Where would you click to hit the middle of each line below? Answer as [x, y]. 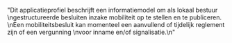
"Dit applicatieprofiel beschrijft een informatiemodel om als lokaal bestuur [113, 10]
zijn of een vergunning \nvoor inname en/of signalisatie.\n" [91, 32]
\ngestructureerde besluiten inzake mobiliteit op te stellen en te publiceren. [115, 17]
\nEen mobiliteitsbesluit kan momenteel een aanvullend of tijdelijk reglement [116, 25]
